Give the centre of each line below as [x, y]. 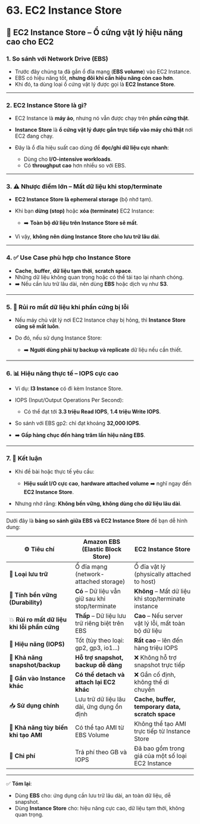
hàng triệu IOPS [156, 648]
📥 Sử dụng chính [34, 705]
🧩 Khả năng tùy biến [39, 727]
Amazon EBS [102, 542]
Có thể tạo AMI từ [100, 727]
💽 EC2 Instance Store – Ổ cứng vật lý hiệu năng [95, 32]
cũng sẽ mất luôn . [37, 327]
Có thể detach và [100, 674]
